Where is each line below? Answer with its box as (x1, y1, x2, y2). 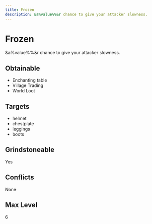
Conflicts (5, 173, 34, 182)
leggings (12, 126, 31, 132)
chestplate (12, 121, 34, 127)
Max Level (5, 201, 38, 209)
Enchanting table (12, 77, 47, 83)
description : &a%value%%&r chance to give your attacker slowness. (5, 12, 148, 17)
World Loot (12, 88, 35, 94)
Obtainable (5, 64, 40, 73)
